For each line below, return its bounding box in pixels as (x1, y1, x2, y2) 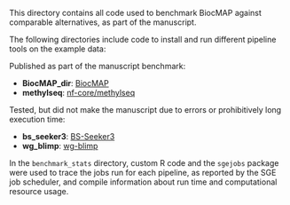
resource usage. (9, 186, 69, 196)
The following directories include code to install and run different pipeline (9, 35, 277, 44)
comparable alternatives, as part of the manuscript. (9, 17, 197, 28)
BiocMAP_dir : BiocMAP (21, 78, 109, 88)
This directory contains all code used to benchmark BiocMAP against (9, 8, 262, 18)
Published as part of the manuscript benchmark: (9, 61, 186, 71)
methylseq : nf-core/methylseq (21, 88, 136, 98)
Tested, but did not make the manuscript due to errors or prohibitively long (9, 105, 282, 114)
